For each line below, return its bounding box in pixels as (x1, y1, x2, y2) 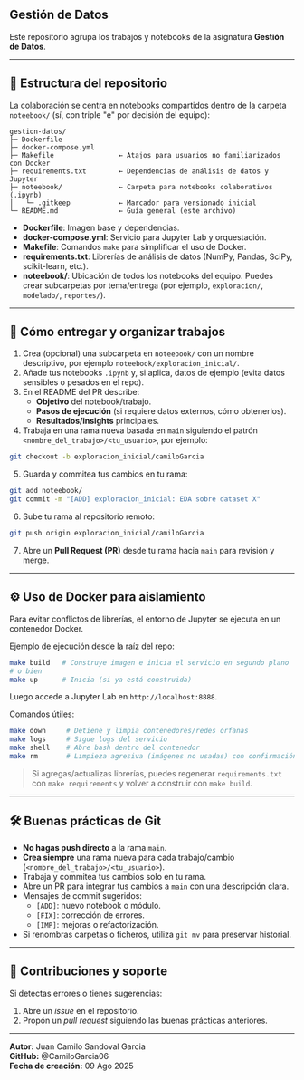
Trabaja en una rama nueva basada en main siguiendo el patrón (22, 425, 258, 436)
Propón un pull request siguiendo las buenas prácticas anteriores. (22, 1015, 269, 1026)
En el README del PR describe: (22, 387, 140, 398)
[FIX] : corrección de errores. (35, 910, 145, 921)
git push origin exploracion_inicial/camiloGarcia (9, 529, 204, 538)
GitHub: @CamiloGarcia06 (9, 1050, 109, 1061)
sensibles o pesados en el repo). (22, 377, 145, 388)
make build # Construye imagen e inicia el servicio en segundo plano (9, 658, 290, 667)
